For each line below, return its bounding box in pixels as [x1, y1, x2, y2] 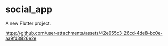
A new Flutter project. [5, 20, 51, 26]
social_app [5, 4, 53, 15]
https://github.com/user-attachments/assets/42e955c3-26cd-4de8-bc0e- [5, 30, 163, 36]
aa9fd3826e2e [5, 35, 37, 41]
